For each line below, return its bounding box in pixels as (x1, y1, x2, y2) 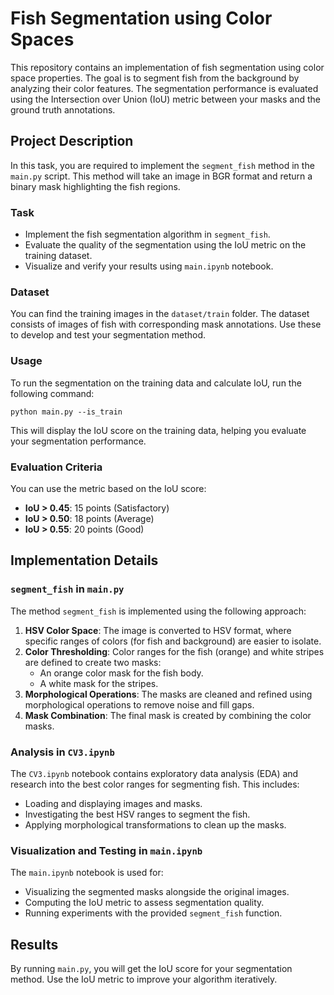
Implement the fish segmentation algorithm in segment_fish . (24, 228, 271, 241)
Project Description (10, 133, 134, 150)
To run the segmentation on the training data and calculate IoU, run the (10, 377, 302, 389)
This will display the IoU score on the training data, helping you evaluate (10, 424, 307, 436)
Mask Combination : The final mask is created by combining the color (24, 709, 312, 721)
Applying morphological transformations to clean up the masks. (24, 818, 287, 831)
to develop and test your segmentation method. (10, 329, 207, 341)
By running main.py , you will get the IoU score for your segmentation (10, 963, 293, 975)
